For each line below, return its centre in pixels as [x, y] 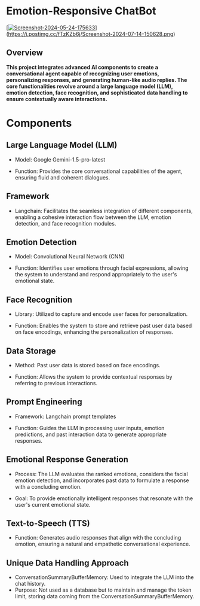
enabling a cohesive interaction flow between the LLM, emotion [93, 217]
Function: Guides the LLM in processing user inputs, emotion [90, 428]
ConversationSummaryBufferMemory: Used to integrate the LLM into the [104, 577]
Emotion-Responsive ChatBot [81, 11]
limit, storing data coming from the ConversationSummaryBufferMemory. [104, 596]
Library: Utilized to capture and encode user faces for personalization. [101, 314]
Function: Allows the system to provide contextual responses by [93, 377]
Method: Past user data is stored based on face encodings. [87, 365]
